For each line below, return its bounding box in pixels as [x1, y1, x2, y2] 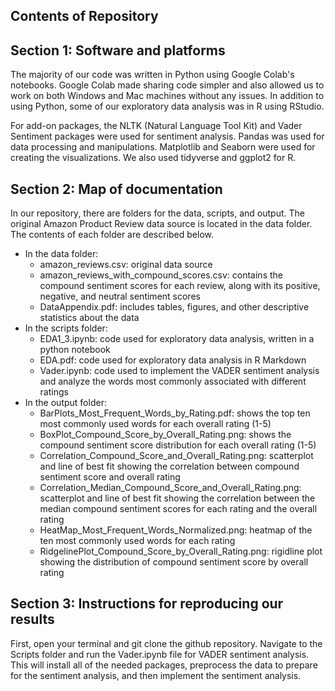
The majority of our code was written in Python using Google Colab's [10, 69, 295, 81]
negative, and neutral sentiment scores [39, 290, 201, 303]
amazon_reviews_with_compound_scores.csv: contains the [39, 269, 283, 281]
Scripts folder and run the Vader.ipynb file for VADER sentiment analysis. [10, 648, 310, 660]
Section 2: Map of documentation [10, 180, 223, 198]
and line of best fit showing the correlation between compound [39, 460, 300, 473]
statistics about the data [39, 312, 140, 324]
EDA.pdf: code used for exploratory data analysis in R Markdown [39, 354, 307, 366]
